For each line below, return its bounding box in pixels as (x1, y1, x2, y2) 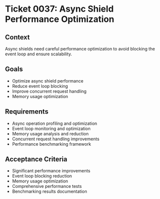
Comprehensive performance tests (12, 183, 82, 189)
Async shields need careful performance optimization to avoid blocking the (5, 46, 155, 51)
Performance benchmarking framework (12, 141, 91, 147)
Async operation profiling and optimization (12, 120, 97, 126)
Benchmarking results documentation (12, 188, 87, 195)
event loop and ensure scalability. (5, 51, 72, 57)
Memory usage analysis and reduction (12, 131, 89, 136)
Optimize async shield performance (12, 78, 84, 83)
